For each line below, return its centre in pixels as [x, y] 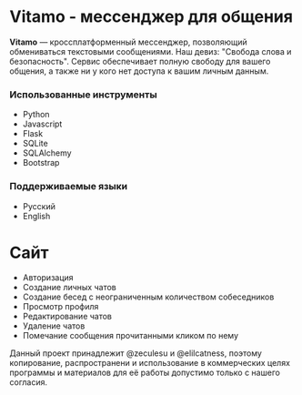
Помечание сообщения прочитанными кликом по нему [131, 336]
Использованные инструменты [83, 95]
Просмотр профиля [60, 307]
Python [36, 115]
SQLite [35, 144]
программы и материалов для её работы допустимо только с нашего [145, 373]
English [36, 216]
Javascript [42, 124]
